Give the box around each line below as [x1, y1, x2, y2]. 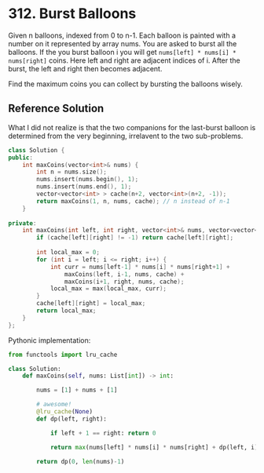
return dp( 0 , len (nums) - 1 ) [36, 457, 125, 465]
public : [8, 154, 34, 162]
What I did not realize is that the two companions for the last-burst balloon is [8, 122, 256, 132]
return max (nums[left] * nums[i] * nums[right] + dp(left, [49, 443, 247, 451]
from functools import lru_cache [8, 351, 118, 358]
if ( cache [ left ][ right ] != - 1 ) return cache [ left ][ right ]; [36, 234, 234, 242]
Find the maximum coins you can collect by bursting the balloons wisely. [8, 79, 244, 89]
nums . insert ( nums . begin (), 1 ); [36, 176, 139, 184]
